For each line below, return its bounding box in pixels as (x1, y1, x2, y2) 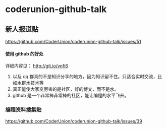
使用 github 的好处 (5, 50, 44, 56)
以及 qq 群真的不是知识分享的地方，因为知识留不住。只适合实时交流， (12, 74, 158, 80)
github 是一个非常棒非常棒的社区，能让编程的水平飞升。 (12, 92, 129, 99)
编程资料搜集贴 (5, 106, 42, 113)
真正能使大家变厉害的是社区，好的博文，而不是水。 (12, 86, 119, 92)
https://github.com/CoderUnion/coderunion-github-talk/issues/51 (5, 39, 141, 44)
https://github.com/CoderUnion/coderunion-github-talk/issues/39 (5, 118, 142, 124)
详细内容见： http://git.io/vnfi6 (5, 63, 68, 69)
